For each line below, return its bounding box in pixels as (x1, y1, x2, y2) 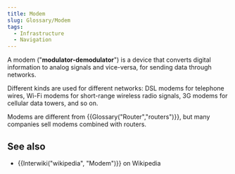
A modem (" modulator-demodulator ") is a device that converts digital (7, 55, 211, 64)
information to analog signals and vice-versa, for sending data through (7, 63, 212, 72)
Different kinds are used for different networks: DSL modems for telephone (7, 84, 225, 93)
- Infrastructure (13, 29, 65, 37)
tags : (7, 23, 23, 30)
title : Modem (7, 10, 46, 18)
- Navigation (13, 36, 52, 43)
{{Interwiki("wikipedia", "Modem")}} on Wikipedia (17, 159, 161, 167)
